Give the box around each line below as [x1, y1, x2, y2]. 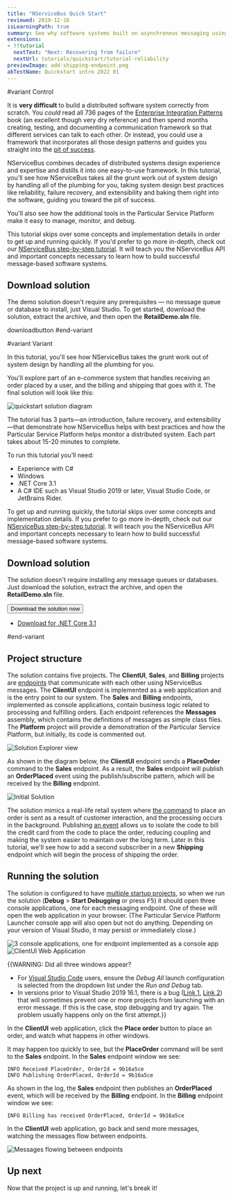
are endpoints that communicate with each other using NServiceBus [7, 678, 202, 686]
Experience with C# [17, 465, 74, 473]
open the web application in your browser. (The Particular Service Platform [7, 911, 221, 919]
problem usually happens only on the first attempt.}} [17, 1010, 167, 1018]
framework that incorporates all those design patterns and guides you [7, 138, 207, 146]
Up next [7, 1165, 42, 1177]
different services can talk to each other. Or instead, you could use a [7, 130, 203, 139]
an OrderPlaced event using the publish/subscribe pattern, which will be [7, 772, 215, 780]
